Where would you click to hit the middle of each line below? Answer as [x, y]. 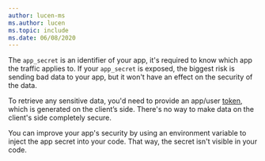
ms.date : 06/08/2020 [42, 38]
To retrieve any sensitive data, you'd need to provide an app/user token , [125, 101]
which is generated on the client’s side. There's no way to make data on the [131, 109]
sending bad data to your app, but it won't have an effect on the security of [131, 77]
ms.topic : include [38, 30]
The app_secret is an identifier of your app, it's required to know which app [131, 60]
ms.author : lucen [37, 23]
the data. [23, 86]
